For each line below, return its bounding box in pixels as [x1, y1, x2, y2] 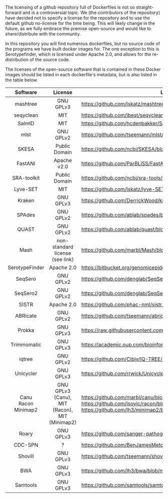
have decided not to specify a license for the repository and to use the [5, 15, 150, 21]
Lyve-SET [14, 186, 38, 193]
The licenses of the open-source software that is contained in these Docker [5, 66, 161, 72]
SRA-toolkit [12, 175, 40, 181]
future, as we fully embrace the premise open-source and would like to [5, 26, 151, 32]
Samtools [14, 481, 37, 488]
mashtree [14, 100, 37, 107]
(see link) [51, 256, 74, 263]
